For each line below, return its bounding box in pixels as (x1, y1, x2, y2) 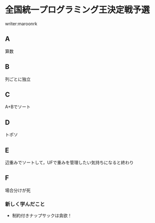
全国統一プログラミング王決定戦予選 (5, 4, 150, 16)
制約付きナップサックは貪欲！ (12, 213, 72, 219)
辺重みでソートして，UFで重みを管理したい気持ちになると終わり (5, 159, 134, 165)
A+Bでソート (5, 104, 31, 110)
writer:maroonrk (5, 20, 37, 27)
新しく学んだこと (5, 201, 45, 207)
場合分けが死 (5, 187, 31, 193)
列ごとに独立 (5, 76, 31, 82)
